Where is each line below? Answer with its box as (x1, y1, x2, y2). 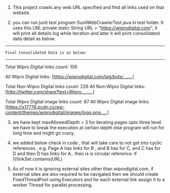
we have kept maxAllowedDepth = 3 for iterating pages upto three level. (12, 119, 163, 125)
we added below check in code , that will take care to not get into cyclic (12, 140, 162, 146)
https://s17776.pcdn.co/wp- (7, 104, 65, 110)
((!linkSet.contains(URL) (12, 156, 63, 162)
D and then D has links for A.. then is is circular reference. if (12, 150, 137, 157)
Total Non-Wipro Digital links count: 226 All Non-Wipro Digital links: (5, 84, 146, 89)
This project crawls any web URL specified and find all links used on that (12, 5, 164, 10)
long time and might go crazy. (12, 130, 75, 136)
